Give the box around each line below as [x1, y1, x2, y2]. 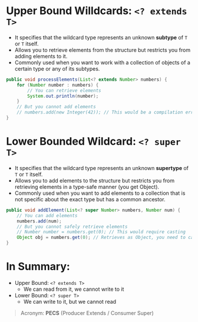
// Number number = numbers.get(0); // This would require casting [16, 229, 186, 235]
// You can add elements [16, 213, 78, 218]
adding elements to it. [14, 52, 68, 59]
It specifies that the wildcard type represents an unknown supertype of [14, 164, 189, 171]
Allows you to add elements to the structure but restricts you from [14, 177, 175, 184]
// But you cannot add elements [16, 104, 96, 110]
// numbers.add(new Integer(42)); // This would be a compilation [16, 109, 183, 115]
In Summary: [6, 260, 71, 273]
